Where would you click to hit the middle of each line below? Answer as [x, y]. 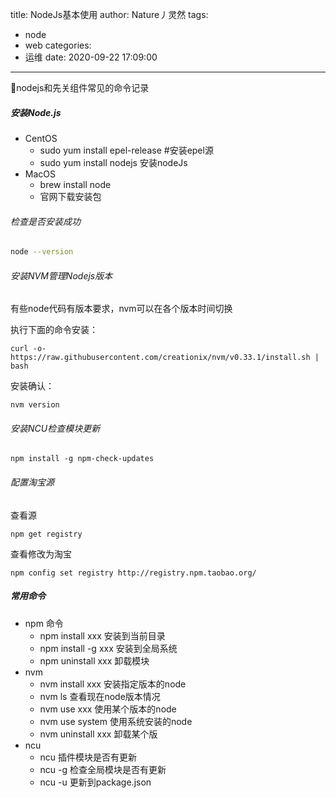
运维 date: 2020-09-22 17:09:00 [91, 57]
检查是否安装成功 [45, 221]
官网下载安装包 [70, 196]
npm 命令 [44, 623]
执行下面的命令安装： [54, 330]
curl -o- [28, 349]
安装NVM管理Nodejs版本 [61, 275]
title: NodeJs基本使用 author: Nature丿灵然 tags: [109, 14]
